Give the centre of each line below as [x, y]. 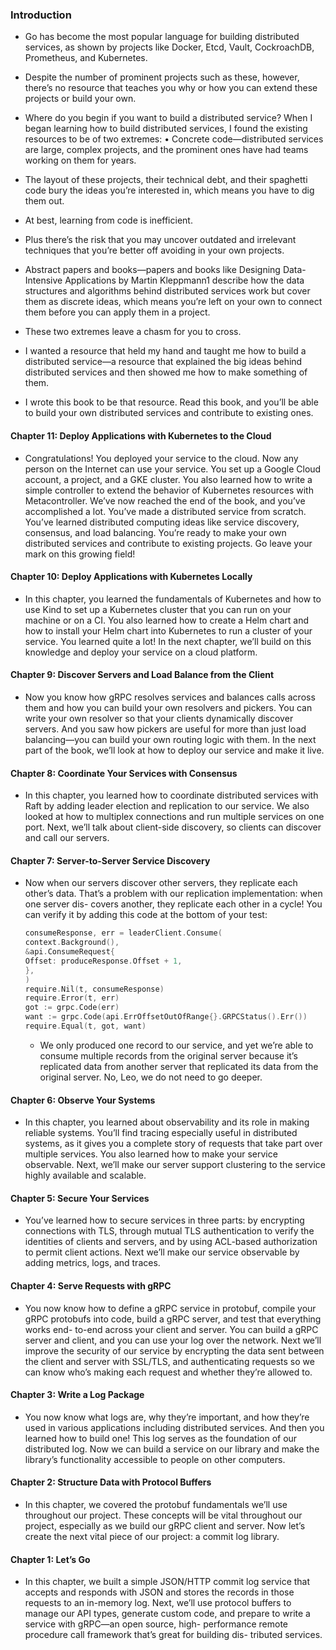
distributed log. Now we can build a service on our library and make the [172, 1449]
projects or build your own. [80, 99]
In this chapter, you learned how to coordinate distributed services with [171, 795]
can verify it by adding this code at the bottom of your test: [146, 915]
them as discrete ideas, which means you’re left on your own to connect [173, 302]
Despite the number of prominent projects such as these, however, [162, 77]
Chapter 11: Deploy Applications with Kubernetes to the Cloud [141, 435]
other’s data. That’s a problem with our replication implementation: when [173, 894]
